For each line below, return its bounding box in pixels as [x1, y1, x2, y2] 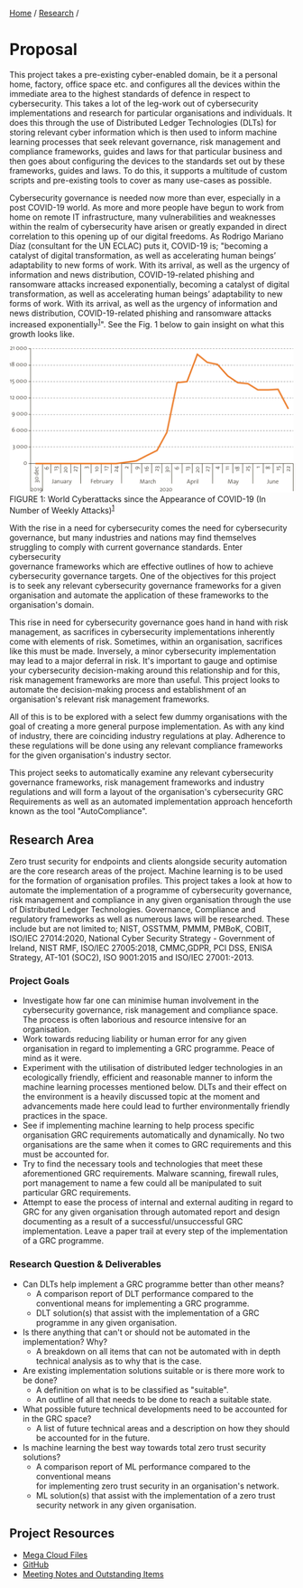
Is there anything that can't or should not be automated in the [22, 1327, 251, 1338]
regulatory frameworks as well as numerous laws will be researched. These [9, 913, 290, 924]
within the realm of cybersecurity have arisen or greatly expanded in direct [9, 221, 287, 232]
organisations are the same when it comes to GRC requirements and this [22, 1139, 292, 1150]
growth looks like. [9, 328, 75, 339]
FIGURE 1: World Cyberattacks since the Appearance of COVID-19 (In [9, 494, 266, 505]
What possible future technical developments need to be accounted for [22, 1404, 288, 1414]
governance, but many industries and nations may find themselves [9, 533, 257, 544]
